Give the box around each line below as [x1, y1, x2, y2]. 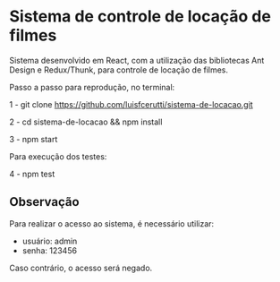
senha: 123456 [21, 244, 78, 256]
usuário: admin [21, 235, 78, 246]
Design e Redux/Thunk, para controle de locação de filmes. [9, 64, 229, 75]
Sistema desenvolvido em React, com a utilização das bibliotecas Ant [9, 55, 265, 65]
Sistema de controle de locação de [9, 6, 271, 27]
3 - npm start [9, 133, 58, 144]
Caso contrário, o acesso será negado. [9, 262, 153, 273]
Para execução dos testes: [9, 150, 107, 162]
